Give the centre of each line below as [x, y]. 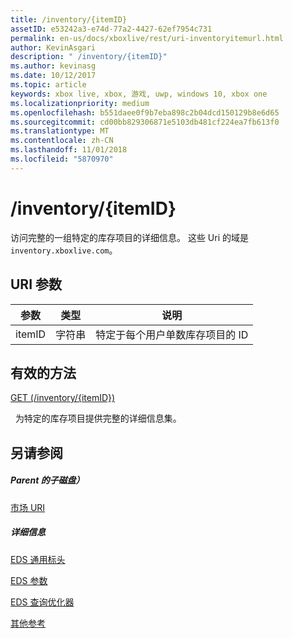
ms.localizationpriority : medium [80, 103]
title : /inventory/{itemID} [69, 19]
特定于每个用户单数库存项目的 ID [172, 334]
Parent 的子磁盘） [47, 480]
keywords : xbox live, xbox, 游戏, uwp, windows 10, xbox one [139, 94]
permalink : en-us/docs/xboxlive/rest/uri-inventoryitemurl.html [147, 38]
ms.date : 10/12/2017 [53, 76]
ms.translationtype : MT [60, 131]
